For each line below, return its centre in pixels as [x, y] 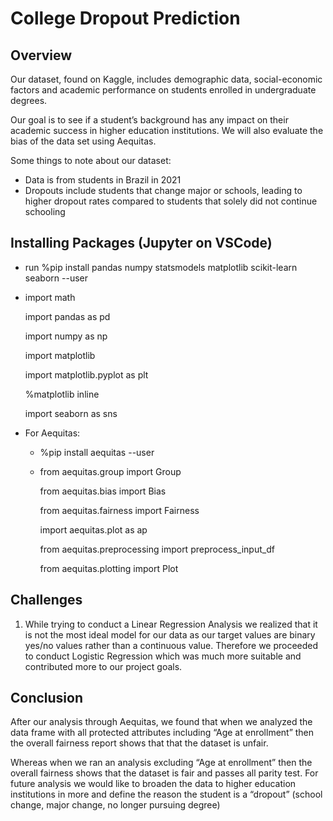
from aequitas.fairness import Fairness [119, 510]
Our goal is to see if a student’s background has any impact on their [149, 120]
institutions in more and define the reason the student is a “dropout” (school [166, 794]
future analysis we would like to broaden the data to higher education [153, 784]
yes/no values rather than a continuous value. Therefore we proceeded [171, 645]
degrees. [29, 100]
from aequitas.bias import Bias [103, 491]
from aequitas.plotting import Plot [109, 568]
